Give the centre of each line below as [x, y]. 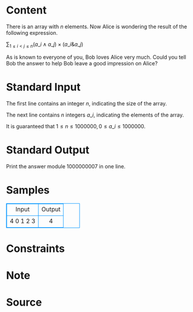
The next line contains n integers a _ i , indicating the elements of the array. [95, 115]
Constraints [36, 248]
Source [24, 302]
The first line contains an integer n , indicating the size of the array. [86, 103]
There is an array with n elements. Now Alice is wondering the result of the [96, 26]
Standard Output [48, 150]
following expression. [32, 32]
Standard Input [43, 87]
